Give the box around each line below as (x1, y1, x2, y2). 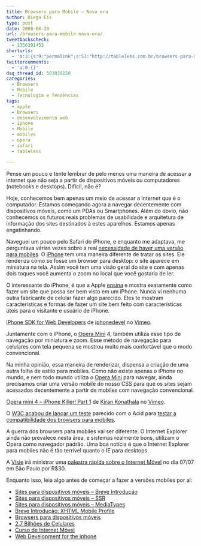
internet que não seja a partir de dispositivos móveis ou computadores (6, 176, 181, 184)
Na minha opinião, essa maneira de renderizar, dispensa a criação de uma (6, 361, 189, 368)
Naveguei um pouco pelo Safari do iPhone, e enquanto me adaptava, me (6, 238, 185, 245)
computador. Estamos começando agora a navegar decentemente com (6, 200, 182, 208)
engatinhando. (6, 226, 42, 233)
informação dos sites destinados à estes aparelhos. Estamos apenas (6, 220, 175, 227)
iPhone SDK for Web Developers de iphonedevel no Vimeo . (6, 319, 152, 326)
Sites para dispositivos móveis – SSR (14, 494, 106, 502)
